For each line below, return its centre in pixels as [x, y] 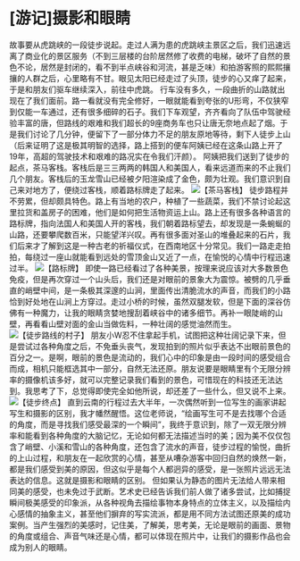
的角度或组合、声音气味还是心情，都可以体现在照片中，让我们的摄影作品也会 [150, 536]
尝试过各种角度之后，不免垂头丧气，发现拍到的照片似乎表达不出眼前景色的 [154, 346]
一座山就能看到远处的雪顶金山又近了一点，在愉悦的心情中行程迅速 [169, 256]
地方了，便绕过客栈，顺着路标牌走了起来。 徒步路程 [157, 189]
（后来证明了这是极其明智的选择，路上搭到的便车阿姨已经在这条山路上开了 [146, 145]
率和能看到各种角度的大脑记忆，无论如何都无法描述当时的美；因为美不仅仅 [146, 435]
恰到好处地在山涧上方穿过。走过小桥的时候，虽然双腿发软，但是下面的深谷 [146, 301]
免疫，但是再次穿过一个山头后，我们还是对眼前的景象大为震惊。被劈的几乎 [146, 279]
